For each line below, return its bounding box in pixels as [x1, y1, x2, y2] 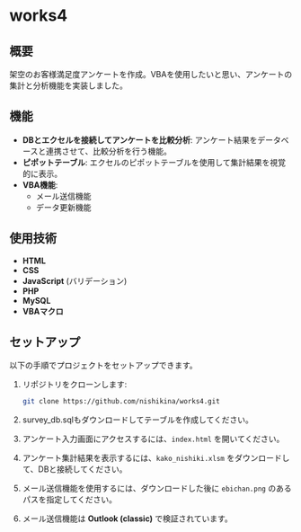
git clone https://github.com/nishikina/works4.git [22, 397, 220, 406]
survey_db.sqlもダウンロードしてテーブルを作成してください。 [22, 414, 254, 425]
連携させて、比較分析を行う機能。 [46, 146, 173, 156]
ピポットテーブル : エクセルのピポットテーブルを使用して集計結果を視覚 [22, 156, 286, 167]
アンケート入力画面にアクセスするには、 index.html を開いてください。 [22, 433, 285, 445]
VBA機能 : [22, 179, 58, 190]
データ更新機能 [35, 201, 92, 212]
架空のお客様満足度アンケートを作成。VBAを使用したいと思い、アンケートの [9, 69, 293, 79]
